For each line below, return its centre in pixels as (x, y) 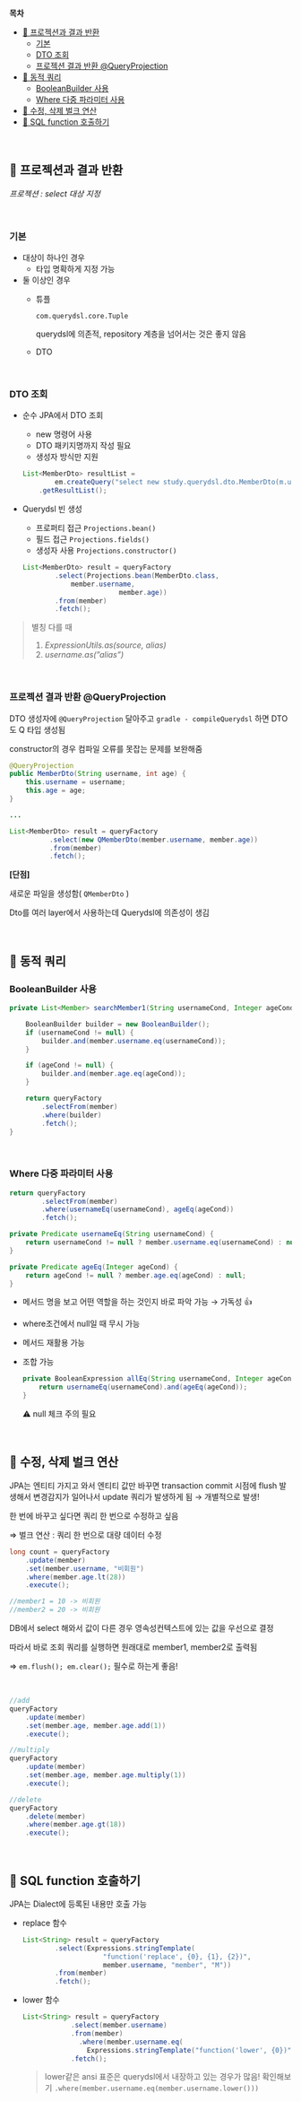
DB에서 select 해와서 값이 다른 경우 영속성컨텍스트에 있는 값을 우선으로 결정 (142, 1628)
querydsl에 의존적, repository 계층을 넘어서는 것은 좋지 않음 (141, 334)
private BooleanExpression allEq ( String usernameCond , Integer (143, 1379)
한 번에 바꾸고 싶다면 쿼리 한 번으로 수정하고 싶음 (94, 1515)
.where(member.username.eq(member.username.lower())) (157, 2089)
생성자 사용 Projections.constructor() (106, 551)
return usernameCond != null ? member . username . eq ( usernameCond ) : (154, 1243)
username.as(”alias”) (84, 655)
